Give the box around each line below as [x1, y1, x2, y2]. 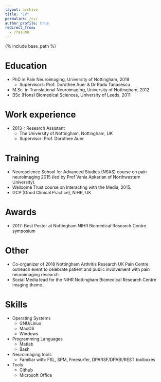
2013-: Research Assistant [12, 125, 65, 131]
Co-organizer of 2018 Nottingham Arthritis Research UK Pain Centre [12, 261, 149, 267]
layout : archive [5, 7, 38, 12]
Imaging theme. [12, 281, 44, 288]
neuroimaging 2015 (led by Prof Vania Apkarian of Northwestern [12, 174, 141, 180]
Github [19, 367, 33, 373]
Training [5, 153, 40, 164]
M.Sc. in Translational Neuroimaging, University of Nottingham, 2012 [12, 86, 150, 93]
